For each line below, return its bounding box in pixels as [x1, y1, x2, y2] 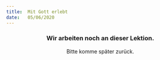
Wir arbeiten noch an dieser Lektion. [46, 34, 155, 43]
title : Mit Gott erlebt [6, 8, 68, 15]
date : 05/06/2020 [6, 14, 55, 20]
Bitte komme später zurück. [66, 47, 134, 55]
